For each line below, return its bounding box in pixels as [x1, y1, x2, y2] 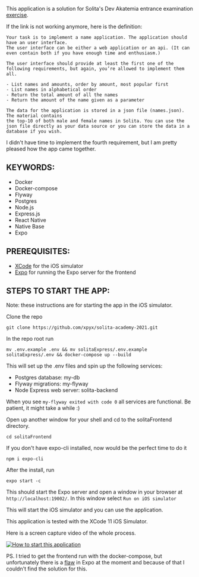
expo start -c [6, 478, 42, 484]
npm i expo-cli [6, 456, 44, 462]
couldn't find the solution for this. [6, 565, 88, 572]
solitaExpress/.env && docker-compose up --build [6, 352, 132, 358]
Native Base [14, 223, 45, 230]
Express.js [14, 210, 40, 217]
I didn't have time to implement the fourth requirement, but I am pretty [6, 139, 177, 146]
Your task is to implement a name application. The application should [6, 35, 187, 41]
